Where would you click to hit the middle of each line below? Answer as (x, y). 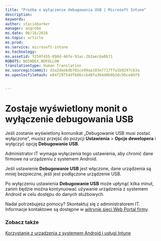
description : (19, 15)
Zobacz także (22, 222)
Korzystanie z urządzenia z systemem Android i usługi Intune (68, 233)
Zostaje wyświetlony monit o (66, 109)
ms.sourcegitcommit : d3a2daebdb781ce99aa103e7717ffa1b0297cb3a (72, 71)
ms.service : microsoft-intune (37, 47)
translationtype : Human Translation (43, 66)
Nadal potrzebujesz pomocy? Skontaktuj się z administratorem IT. (73, 204)
